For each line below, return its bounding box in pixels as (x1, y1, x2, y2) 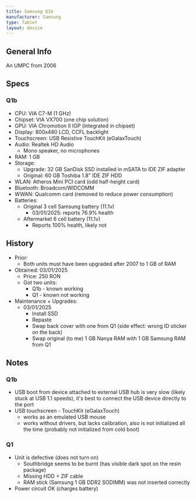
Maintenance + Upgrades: (14, 298, 78, 305)
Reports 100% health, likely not (32, 222, 107, 229)
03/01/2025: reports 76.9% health (32, 209, 114, 216)
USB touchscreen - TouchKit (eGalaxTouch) (14, 407, 120, 414)
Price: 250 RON (23, 272, 61, 279)
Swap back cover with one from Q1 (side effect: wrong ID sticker (32, 322, 187, 329)
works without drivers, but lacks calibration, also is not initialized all (23, 420, 185, 427)
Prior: (14, 254, 28, 261)
